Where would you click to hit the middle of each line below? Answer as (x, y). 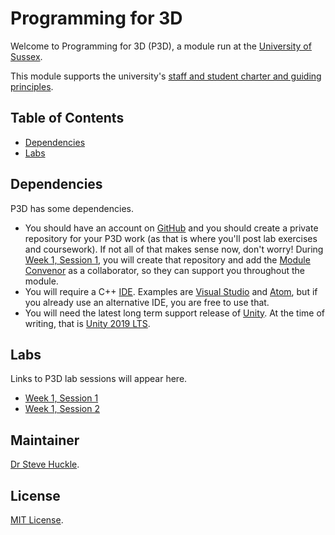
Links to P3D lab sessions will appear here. (99, 379)
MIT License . (37, 520)
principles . (32, 86)
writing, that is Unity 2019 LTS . (87, 323)
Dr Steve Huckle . (45, 464)
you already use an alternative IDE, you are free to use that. (147, 302)
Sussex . (26, 56)
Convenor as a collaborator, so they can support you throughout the (164, 270)
